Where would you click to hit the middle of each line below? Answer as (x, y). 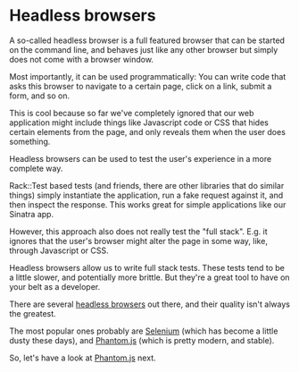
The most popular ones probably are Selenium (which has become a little (144, 331)
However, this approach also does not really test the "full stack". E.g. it (138, 231)
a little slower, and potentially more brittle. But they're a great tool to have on (149, 277)
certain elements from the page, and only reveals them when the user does (147, 131)
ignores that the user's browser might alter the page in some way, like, (138, 241)
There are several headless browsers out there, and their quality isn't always (149, 304)
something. (30, 141)
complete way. (36, 168)
